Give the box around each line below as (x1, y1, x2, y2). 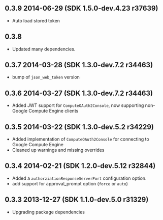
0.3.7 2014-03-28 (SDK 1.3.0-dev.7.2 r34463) (5, 61, 153, 69)
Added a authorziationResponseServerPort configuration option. (12, 175, 147, 181)
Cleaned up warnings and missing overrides (12, 147, 105, 153)
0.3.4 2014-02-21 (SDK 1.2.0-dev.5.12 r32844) (5, 161, 156, 170)
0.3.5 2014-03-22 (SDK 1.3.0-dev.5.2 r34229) (5, 122, 154, 131)
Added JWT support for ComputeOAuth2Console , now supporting (12, 102, 144, 108)
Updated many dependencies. (12, 46, 76, 52)
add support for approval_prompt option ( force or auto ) (12, 180, 128, 186)
